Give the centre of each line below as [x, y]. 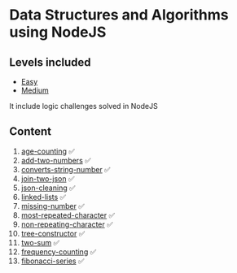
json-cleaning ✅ [48, 188]
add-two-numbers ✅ [56, 160]
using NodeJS [58, 32]
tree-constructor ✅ [53, 233]
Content [31, 132]
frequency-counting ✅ [59, 251]
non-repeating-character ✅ [67, 224]
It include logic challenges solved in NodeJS [83, 106]
